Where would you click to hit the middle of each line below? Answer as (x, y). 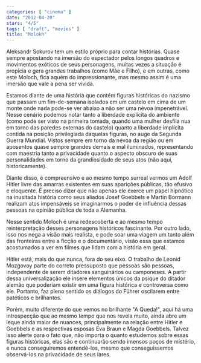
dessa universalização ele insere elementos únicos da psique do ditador (96, 278)
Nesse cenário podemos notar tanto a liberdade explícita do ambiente (93, 115)
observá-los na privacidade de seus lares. (59, 355)
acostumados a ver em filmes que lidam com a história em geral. (87, 247)
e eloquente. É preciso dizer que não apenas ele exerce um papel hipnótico (100, 191)
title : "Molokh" (27, 34)
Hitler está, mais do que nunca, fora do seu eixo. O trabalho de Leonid (94, 259)
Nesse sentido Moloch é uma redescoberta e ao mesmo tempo (85, 222)
